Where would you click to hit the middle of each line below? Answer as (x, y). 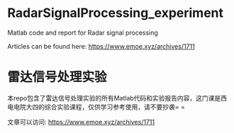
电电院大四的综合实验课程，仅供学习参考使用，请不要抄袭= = (96, 107)
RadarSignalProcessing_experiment (116, 13)
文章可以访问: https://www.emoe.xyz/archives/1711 (81, 122)
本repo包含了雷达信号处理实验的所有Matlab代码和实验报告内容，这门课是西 (117, 98)
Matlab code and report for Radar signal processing (83, 33)
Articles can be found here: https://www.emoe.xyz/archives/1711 (101, 46)
